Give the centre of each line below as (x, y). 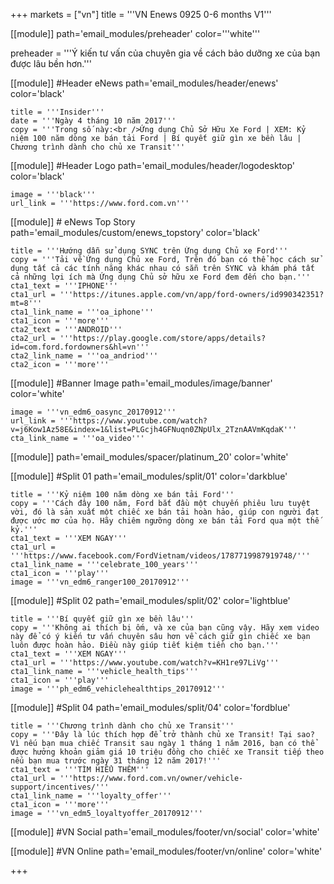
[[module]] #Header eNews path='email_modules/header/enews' (144, 83)
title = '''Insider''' (57, 112)
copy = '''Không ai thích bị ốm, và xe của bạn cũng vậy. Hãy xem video (165, 628)
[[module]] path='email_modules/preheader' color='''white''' (135, 33)
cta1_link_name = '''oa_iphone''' (82, 312)
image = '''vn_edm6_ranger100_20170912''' (100, 582)
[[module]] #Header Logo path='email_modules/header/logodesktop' (152, 165)
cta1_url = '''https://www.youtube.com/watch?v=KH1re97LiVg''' (145, 663)
